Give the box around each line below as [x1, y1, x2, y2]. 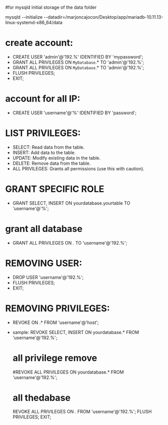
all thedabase [12, 392, 71, 403]
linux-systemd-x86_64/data [5, 20, 63, 25]
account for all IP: [5, 93, 81, 105]
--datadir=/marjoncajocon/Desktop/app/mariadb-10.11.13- [43, 14, 163, 20]
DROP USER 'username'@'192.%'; [12, 274, 84, 280]
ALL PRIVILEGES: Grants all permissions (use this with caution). [12, 165, 145, 171]
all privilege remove [12, 352, 97, 363]
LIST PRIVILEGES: [5, 127, 81, 139]
